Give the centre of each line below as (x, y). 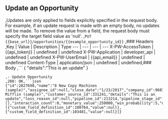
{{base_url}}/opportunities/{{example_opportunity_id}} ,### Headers (79, 41)
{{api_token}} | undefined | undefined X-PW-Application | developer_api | (80, 52)
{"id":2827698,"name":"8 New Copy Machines (51, 86)
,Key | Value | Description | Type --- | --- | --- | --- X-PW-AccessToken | (79, 46)
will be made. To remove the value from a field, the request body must (77, 31)
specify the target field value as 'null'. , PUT (48, 36)
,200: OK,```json (23, 81)
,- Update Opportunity (29, 77)
